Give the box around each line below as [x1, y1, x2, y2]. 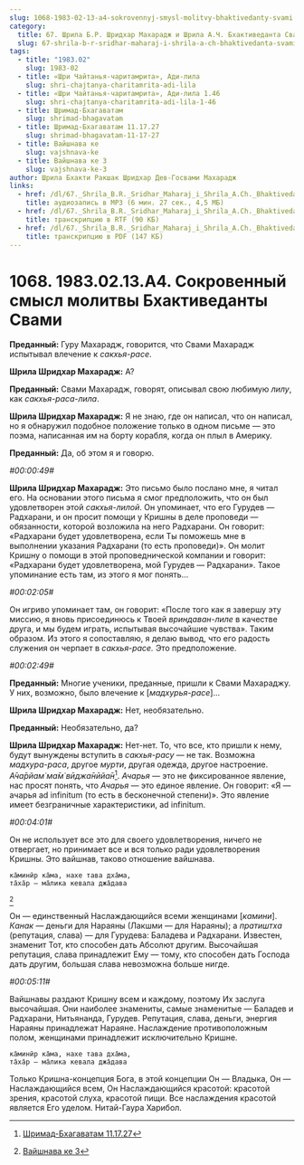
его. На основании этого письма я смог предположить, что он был [9, 492, 269, 503]
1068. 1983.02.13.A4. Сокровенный [9, 270, 287, 291]
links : [9, 182, 34, 191]
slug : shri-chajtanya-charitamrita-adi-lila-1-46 [25, 97, 217, 107]
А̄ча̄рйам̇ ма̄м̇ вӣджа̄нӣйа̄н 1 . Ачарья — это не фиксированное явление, [9, 769, 287, 781]
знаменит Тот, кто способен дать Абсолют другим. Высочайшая [9, 939, 259, 950]
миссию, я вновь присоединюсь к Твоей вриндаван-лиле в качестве [9, 614, 278, 625]
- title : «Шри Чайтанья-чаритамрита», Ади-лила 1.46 [17, 89, 221, 98]
